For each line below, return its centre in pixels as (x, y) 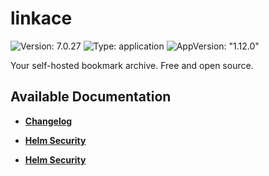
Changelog (48, 121)
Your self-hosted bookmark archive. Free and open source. (132, 65)
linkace (41, 18)
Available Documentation (91, 97)
